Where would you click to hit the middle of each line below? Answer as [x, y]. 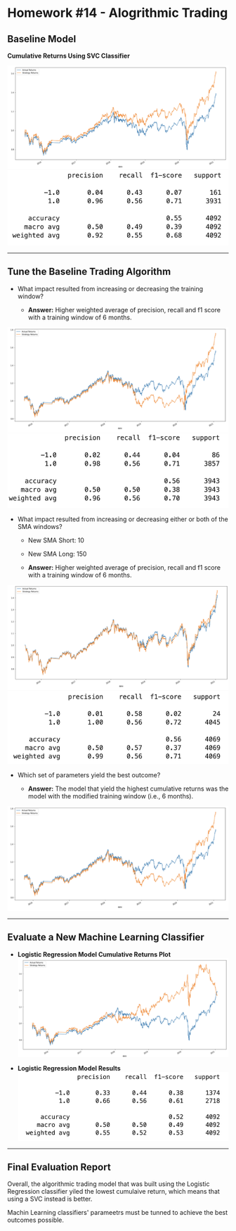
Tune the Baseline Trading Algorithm [89, 272]
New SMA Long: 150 [57, 554]
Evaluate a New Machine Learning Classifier [106, 937]
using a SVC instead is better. [50, 1199]
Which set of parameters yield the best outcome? [89, 774]
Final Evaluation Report [59, 1167]
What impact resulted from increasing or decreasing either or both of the [123, 519]
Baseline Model [42, 39]
